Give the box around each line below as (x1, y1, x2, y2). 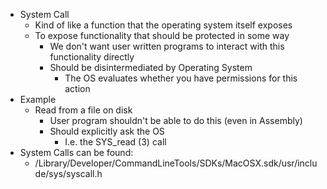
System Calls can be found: (19, 147, 134, 158)
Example (19, 94, 57, 105)
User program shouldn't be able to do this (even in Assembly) (49, 115, 303, 126)
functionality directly (49, 51, 135, 63)
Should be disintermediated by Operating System (49, 62, 253, 73)
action (64, 83, 91, 94)
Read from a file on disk (34, 104, 133, 116)
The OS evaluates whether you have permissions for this (64, 72, 298, 84)
